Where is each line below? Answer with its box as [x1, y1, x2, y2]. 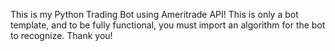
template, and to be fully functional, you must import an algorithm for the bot [10, 19, 326, 31]
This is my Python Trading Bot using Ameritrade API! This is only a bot [10, 9, 299, 20]
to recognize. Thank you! [10, 30, 113, 41]
